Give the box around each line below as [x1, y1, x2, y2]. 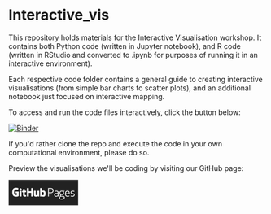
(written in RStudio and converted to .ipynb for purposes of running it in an [8, 50, 259, 59]
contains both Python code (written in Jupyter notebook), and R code [8, 41, 242, 50]
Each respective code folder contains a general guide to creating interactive [8, 74, 263, 84]
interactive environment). [8, 59, 93, 68]
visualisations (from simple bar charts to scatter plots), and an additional [8, 83, 251, 93]
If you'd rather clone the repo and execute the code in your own [8, 138, 222, 148]
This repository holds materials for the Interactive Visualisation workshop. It [8, 33, 262, 42]
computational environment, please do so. [8, 147, 150, 157]
